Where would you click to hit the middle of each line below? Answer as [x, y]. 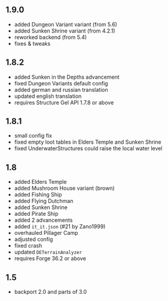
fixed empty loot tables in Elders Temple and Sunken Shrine [88, 142]
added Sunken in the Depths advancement [67, 77]
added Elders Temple [40, 182]
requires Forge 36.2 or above [50, 258]
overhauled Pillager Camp [46, 233]
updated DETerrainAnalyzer [48, 252]
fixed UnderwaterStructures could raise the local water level [88, 148]
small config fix [33, 136]
